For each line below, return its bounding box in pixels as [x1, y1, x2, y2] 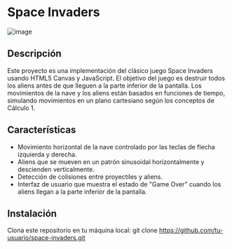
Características [7, 124, 76, 136]
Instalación [7, 208, 57, 220]
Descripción [7, 48, 62, 60]
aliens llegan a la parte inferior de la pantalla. [17, 187, 147, 196]
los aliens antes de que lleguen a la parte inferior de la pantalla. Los [7, 81, 202, 90]
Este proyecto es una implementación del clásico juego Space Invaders [7, 66, 214, 74]
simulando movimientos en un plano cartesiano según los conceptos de [7, 96, 215, 105]
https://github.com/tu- [158, 226, 224, 235]
